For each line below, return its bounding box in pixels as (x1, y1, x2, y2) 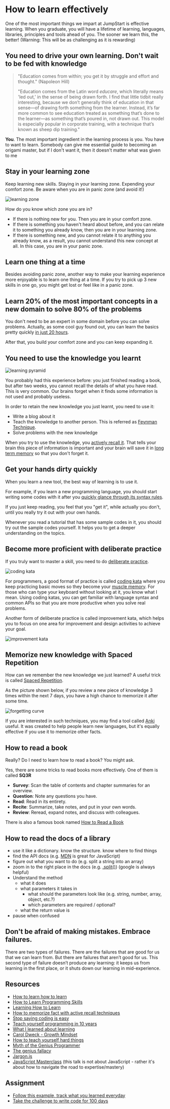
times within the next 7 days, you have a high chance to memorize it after (5, 693, 158, 699)
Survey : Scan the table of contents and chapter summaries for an (12, 782, 150, 789)
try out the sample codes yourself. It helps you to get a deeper (5, 524, 136, 531)
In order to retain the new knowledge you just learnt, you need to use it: (5, 404, 155, 409)
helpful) (12, 869, 29, 875)
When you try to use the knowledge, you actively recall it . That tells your (5, 440, 156, 445)
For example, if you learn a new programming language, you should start (5, 488, 157, 494)
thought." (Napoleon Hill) (17, 78, 70, 85)
